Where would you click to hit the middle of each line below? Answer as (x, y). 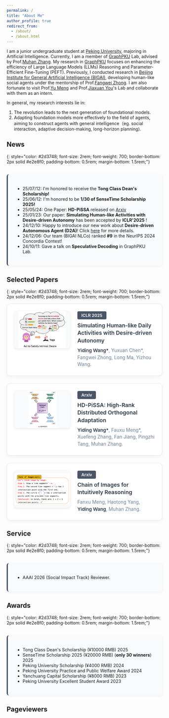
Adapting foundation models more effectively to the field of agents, (82, 118)
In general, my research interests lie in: (46, 103)
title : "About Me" (25, 16)
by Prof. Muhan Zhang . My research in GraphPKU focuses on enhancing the (84, 62)
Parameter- (142, 67)
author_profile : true (29, 21)
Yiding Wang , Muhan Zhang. (109, 509)
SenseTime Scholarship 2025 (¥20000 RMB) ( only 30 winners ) (87, 655)
